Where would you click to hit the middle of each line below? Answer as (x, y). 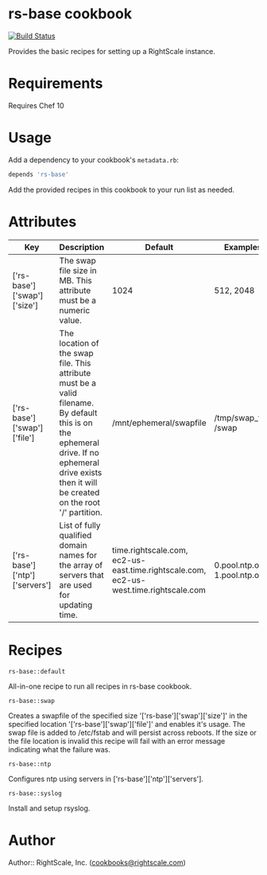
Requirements (56, 84)
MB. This (76, 280)
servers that (82, 575)
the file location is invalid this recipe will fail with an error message (117, 740)
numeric (75, 310)
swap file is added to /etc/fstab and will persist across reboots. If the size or (132, 732)
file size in (78, 270)
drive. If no (79, 452)
